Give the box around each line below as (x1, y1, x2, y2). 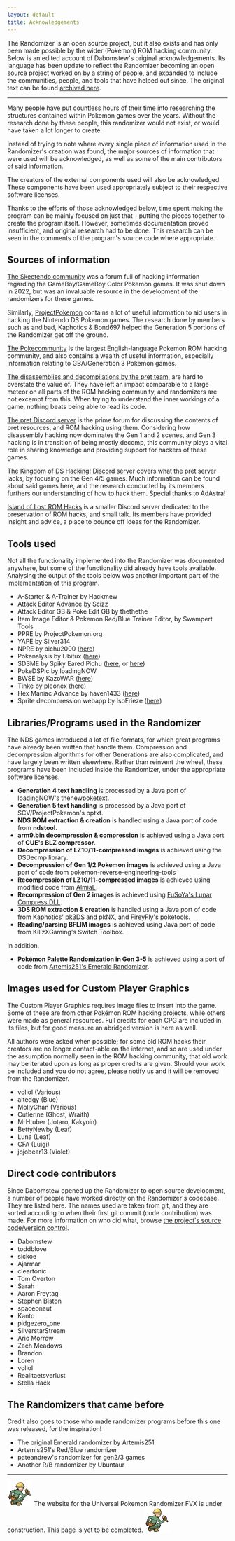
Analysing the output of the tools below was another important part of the (7, 572, 220, 580)
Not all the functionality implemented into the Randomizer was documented (7, 557, 225, 565)
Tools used (7, 538, 57, 550)
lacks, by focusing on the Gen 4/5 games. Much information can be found (7, 474, 220, 483)
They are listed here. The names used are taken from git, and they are (7, 1201, 208, 1210)
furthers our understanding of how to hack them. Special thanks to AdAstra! (7, 489, 226, 497)
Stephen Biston (17, 1297, 62, 1305)
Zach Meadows (17, 1341, 63, 1350)
